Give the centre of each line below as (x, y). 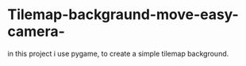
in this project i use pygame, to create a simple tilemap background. (118, 53)
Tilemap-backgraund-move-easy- (123, 15)
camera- (36, 31)
